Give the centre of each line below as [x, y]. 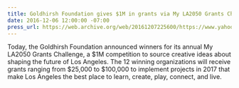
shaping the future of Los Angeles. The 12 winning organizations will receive [119, 62]
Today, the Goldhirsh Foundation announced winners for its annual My [110, 47]
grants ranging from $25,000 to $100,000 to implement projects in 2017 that [119, 69]
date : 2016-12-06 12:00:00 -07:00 [59, 20]
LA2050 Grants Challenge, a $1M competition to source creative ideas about [119, 54]
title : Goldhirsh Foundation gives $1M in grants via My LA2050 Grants [116, 14]
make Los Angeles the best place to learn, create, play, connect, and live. [115, 77]
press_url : [23, 27]
